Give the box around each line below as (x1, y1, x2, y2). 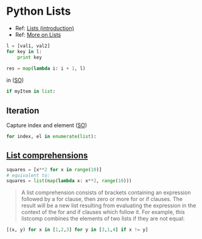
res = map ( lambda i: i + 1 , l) (6, 65, 86, 72)
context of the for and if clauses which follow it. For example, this (21, 208, 186, 216)
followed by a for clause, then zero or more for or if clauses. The (21, 196, 183, 203)
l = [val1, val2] (6, 43, 50, 49)
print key (17, 54, 43, 61)
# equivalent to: (6, 172, 50, 178)
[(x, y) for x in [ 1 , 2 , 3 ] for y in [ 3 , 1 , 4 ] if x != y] (6, 227, 148, 233)
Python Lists (6, 4, 71, 18)
